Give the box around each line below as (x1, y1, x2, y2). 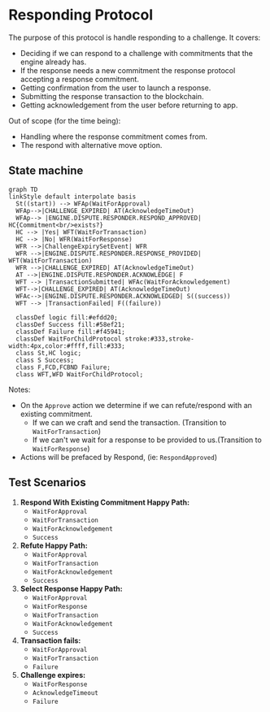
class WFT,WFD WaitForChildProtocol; (15, 370, 144, 379)
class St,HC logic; (15, 349, 82, 357)
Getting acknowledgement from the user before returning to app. (20, 100, 238, 110)
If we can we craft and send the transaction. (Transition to (32, 417, 227, 428)
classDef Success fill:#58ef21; (15, 320, 126, 328)
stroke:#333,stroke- (124, 335, 195, 343)
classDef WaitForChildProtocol (15, 335, 122, 343)
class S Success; (15, 356, 75, 364)
